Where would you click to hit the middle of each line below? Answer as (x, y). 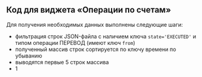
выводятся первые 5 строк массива (62, 62)
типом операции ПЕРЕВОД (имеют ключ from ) (75, 42)
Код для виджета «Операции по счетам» (89, 10)
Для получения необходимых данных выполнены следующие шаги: (95, 24)
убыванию (29, 55)
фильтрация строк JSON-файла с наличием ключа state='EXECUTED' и (106, 36)
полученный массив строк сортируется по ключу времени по (96, 49)
